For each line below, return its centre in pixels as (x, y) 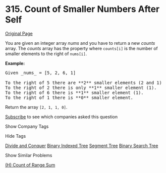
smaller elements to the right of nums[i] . (46, 54)
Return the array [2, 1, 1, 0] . (36, 107)
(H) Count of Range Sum (30, 165)
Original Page (19, 33)
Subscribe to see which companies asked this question (61, 117)
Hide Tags (16, 136)
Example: (15, 63)
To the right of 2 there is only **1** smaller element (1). (81, 87)
